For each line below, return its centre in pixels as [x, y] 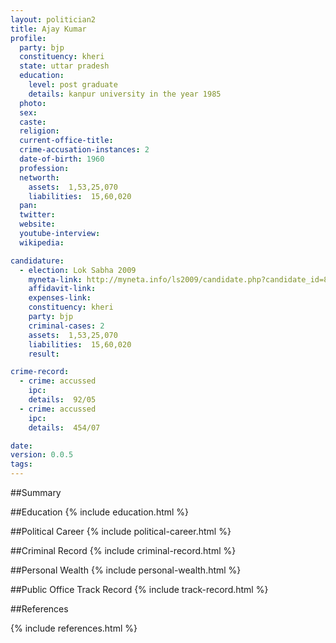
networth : [39, 177]
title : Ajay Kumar [48, 29]
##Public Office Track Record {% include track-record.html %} [139, 589]
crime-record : [40, 372]
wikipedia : [42, 242]
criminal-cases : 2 [66, 326]
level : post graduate [73, 85]
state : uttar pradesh [64, 66]
